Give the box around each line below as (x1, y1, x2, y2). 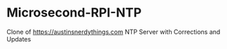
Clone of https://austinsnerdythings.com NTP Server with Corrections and (6, 28, 221, 36)
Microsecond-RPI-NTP (6, 5, 142, 21)
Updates (6, 35, 32, 43)
